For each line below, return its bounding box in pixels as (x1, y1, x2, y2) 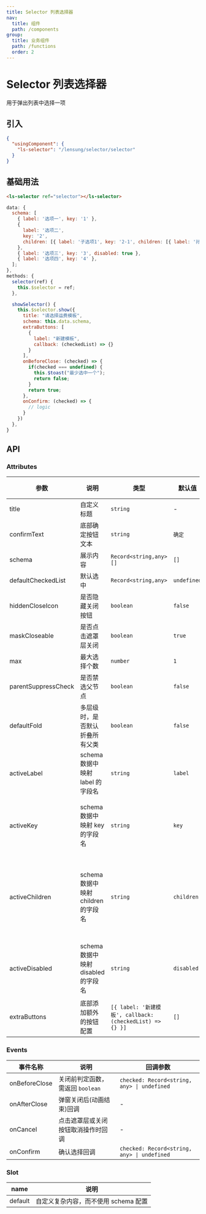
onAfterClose (9, 1100, 48, 1108)
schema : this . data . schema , (22, 318, 92, 325)
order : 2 (12, 49, 34, 55)
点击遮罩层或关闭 (58, 1116, 108, 1125)
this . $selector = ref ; (17, 284, 75, 291)
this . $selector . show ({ (17, 307, 75, 313)
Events (6, 1046, 28, 1054)
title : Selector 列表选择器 (6, 9, 74, 15)
